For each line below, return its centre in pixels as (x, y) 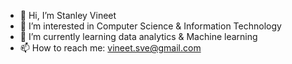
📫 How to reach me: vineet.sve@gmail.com (110, 48)
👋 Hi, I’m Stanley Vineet (68, 15)
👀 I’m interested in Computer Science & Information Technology (150, 26)
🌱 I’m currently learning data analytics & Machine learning (138, 36)
